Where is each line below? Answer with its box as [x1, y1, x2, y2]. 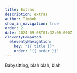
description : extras [5, 12, 48, 17]
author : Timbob [5, 16, 37, 21]
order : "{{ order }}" [14, 48, 59, 53]
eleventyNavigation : [9, 39, 52, 44]
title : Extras [5, 7, 35, 12]
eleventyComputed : [5, 35, 43, 40]
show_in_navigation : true [5, 21, 59, 26]
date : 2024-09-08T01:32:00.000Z [5, 30, 72, 35]
